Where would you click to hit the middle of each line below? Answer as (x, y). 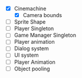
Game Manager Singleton (45, 35)
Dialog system (31, 48)
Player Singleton (34, 28)
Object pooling (32, 69)
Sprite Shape (30, 22)
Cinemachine (30, 9)
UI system (26, 55)
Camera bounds (42, 15)
